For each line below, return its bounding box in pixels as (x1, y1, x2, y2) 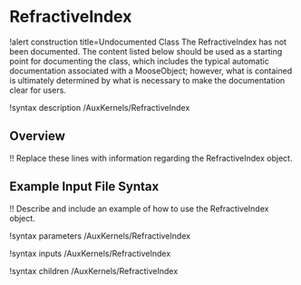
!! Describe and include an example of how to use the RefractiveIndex (9, 202, 269, 214)
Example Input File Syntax (9, 179, 160, 194)
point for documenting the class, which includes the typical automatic (9, 55, 269, 66)
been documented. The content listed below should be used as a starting (9, 45, 283, 56)
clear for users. (9, 84, 66, 95)
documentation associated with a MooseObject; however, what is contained (9, 65, 293, 76)
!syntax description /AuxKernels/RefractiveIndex (9, 102, 190, 113)
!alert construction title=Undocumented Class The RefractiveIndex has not (9, 36, 287, 47)
